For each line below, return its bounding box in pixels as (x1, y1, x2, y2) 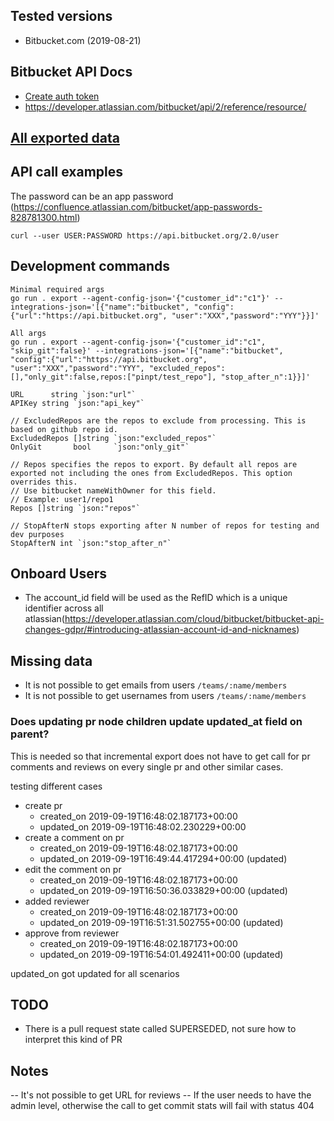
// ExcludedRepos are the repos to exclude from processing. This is (10, 415, 307, 426)
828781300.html (10, 211, 78, 223)
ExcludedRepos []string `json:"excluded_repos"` (10, 433, 217, 443)
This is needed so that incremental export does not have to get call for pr (10, 750, 311, 762)
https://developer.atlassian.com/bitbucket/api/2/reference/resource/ (24, 100, 307, 113)
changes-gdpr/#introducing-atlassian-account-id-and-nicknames (24, 624, 297, 636)
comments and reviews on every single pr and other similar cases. (10, 760, 284, 773)
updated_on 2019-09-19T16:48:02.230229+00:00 (39, 820, 247, 833)
